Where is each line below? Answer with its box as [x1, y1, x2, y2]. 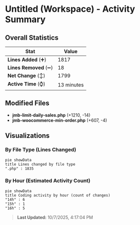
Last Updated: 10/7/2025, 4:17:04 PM [17, 214, 93, 220]
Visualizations [5, 132, 50, 140]
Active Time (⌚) [7, 81, 46, 87]
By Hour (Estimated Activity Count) [5, 177, 91, 184]
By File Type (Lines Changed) [5, 146, 76, 153]
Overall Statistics [5, 33, 59, 42]
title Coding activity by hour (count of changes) [5, 193, 111, 197]
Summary [5, 14, 46, 25]
